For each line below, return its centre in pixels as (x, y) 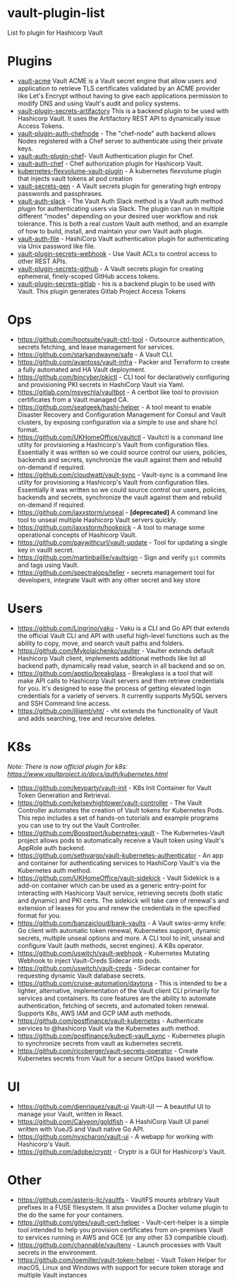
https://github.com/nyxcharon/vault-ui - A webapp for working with (115, 1136)
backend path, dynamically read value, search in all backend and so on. (122, 666)
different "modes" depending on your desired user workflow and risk (118, 216)
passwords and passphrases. (60, 193)
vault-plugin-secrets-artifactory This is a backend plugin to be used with (123, 110)
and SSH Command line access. (64, 703)
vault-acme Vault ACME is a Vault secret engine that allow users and (117, 81)
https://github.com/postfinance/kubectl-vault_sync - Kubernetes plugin (121, 1036)
